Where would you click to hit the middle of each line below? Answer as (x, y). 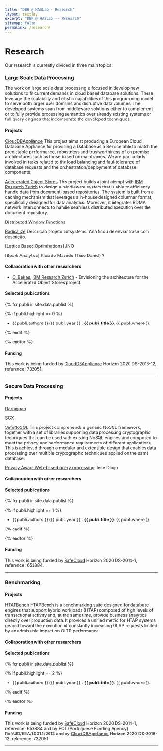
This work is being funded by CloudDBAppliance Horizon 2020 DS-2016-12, (81, 364)
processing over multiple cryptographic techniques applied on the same (77, 453)
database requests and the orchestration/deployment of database (71, 167)
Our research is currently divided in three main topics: (59, 65)
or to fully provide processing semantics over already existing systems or (78, 114)
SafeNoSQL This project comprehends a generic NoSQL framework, (73, 427)
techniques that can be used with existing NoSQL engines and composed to (81, 438)
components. (18, 172)
